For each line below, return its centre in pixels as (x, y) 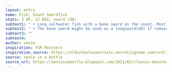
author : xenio (20, 43)
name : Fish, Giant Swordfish (36, 15)
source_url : (18, 62)
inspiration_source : (27, 52)
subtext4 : (16, 39)
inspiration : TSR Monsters (34, 48)
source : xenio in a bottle (34, 57)
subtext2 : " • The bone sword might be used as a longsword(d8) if (79, 29)
